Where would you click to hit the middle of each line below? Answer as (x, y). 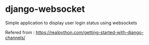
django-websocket (45, 9)
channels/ (15, 38)
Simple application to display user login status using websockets (71, 23)
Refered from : (20, 32)
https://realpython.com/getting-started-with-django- (90, 32)
